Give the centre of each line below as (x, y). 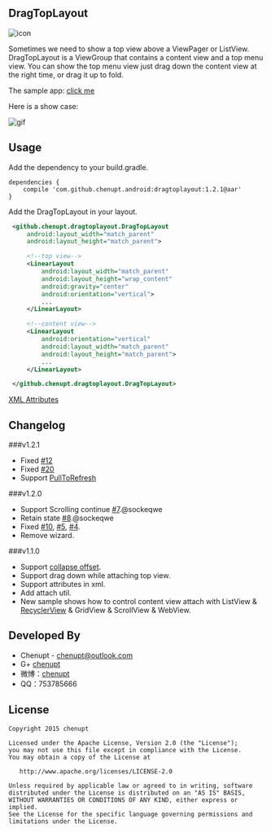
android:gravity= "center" (85, 287)
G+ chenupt (40, 663)
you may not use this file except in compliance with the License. (125, 750)
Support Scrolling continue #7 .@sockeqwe (91, 510)
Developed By (45, 635)
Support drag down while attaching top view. (95, 576)
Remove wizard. (47, 536)
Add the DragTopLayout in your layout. (73, 212)
